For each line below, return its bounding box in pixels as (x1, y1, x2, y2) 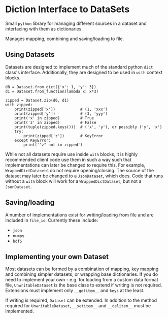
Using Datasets (5, 50, 55, 59)
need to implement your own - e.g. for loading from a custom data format (5, 277, 158, 283)
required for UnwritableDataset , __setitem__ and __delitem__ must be (5, 303, 151, 309)
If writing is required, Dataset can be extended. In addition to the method (5, 297, 157, 303)
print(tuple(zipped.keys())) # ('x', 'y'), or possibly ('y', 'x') (14, 124, 162, 130)
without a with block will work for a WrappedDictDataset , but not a (5, 178, 142, 184)
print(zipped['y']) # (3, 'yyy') (14, 111, 108, 116)
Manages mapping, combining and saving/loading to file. (5, 36, 124, 42)
